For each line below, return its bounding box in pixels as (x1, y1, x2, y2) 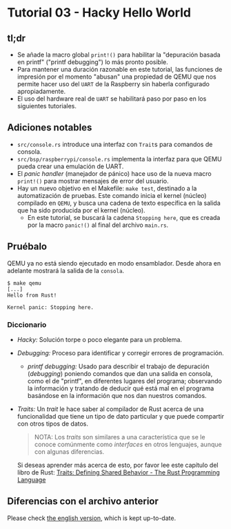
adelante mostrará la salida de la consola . (7, 266, 125, 275)
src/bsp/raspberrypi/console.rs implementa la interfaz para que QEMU (17, 154, 222, 163)
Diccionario (7, 319, 47, 329)
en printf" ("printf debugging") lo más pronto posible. (17, 58, 169, 66)
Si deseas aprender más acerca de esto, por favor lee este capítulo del (17, 461, 219, 469)
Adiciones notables (7, 122, 92, 134)
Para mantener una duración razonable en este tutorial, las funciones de (17, 66, 223, 73)
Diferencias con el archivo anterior (7, 495, 159, 508)
